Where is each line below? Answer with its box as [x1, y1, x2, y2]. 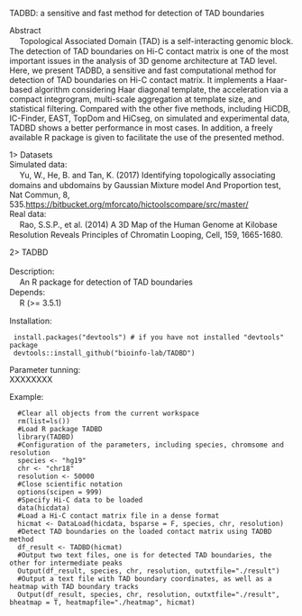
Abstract [9, 25, 41, 35]
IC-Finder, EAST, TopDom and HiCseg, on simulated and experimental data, [9, 113, 290, 123]
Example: [9, 392, 44, 402]
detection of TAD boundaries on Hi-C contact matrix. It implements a [9, 75, 264, 85]
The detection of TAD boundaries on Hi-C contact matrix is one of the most [9, 46, 288, 57]
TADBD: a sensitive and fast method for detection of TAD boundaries [9, 8, 265, 18]
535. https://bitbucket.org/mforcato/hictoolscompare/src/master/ [9, 199, 249, 210]
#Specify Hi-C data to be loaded [17, 495, 143, 504]
